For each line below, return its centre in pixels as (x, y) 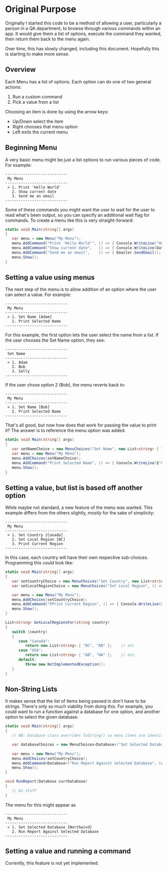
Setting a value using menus (50, 277)
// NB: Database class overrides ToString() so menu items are (79, 736)
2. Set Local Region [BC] (39, 540)
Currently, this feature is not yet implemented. (52, 863)
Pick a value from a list (36, 102)
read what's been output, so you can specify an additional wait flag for (78, 215)
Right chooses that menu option (45, 126)
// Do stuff (24, 791)
